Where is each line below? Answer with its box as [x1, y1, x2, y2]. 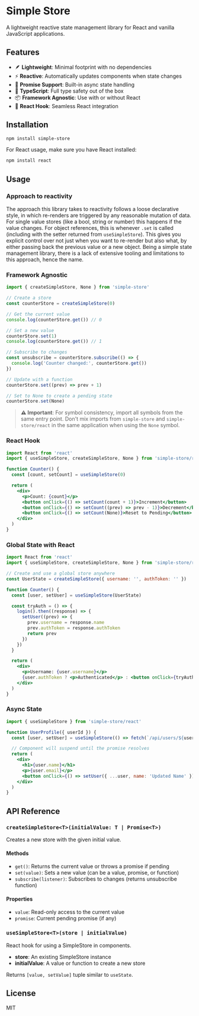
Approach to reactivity [6, 192, 73, 200]
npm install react [6, 157, 52, 164]
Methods [6, 850, 29, 857]
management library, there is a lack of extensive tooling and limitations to [6, 250, 185, 257]
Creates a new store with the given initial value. [6, 836, 121, 843]
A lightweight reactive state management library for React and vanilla [6, 24, 175, 31]
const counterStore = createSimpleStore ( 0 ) [6, 301, 115, 307]
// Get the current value [6, 311, 70, 317]
